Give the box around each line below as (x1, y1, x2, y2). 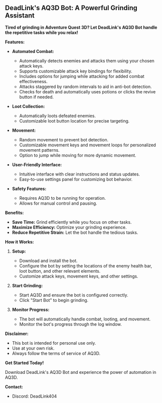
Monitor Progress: (12, 306, 50, 313)
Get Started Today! (5, 360, 44, 366)
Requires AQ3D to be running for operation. (19, 195, 106, 201)
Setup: (12, 248, 26, 254)
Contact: (5, 384, 23, 389)
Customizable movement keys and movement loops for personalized (19, 142, 156, 148)
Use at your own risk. (12, 345, 55, 351)
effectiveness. (19, 78, 48, 84)
